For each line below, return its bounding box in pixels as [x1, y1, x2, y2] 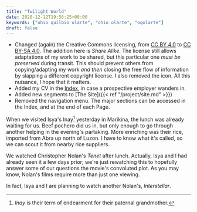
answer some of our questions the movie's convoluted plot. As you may [6, 164, 179, 171]
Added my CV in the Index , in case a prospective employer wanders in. [14, 85, 186, 92]
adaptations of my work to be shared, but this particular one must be [14, 53, 181, 60]
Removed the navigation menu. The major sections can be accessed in [14, 97, 186, 105]
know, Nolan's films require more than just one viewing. [6, 171, 140, 178]
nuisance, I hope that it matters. [14, 79, 91, 86]
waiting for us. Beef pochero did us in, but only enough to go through [6, 122, 173, 129]
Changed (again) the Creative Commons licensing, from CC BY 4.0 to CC [14, 41, 191, 48]
